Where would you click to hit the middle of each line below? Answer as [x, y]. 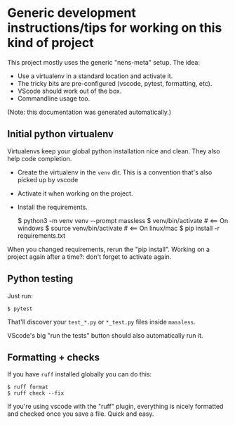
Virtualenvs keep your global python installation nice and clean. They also [114, 151]
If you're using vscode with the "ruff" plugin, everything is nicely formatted [115, 407]
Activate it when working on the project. [75, 193]
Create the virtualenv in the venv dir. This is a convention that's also [115, 172]
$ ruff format [28, 387]
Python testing [40, 279]
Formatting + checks [54, 357]
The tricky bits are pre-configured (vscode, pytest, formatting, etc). [115, 83]
